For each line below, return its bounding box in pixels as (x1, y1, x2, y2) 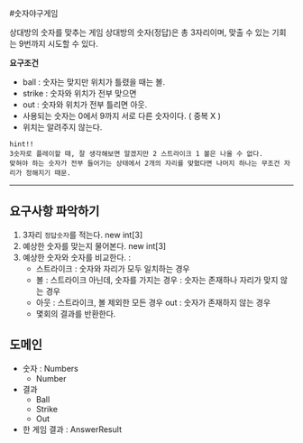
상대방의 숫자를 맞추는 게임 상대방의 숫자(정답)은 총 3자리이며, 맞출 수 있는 (9, 27, 271, 38)
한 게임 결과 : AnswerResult (22, 423, 122, 435)
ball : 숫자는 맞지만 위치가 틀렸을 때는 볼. (22, 77, 165, 88)
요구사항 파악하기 (9, 204, 100, 219)
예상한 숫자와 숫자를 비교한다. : (22, 252, 132, 263)
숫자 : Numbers (22, 363, 78, 374)
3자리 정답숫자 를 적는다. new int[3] (22, 229, 143, 240)
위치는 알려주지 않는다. (22, 122, 103, 133)
